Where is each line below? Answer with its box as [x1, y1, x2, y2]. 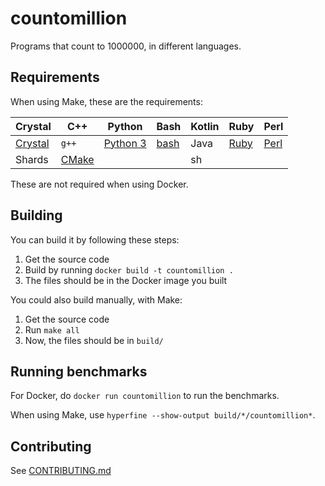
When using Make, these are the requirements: [10, 95, 203, 107]
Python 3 [103, 136, 147, 150]
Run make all [24, 323, 80, 336]
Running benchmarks [10, 363, 148, 380]
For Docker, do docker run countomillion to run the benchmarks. [10, 390, 280, 402]
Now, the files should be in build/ [24, 334, 164, 346]
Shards [15, 152, 49, 166]
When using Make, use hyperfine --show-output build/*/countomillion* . [10, 409, 316, 421]
